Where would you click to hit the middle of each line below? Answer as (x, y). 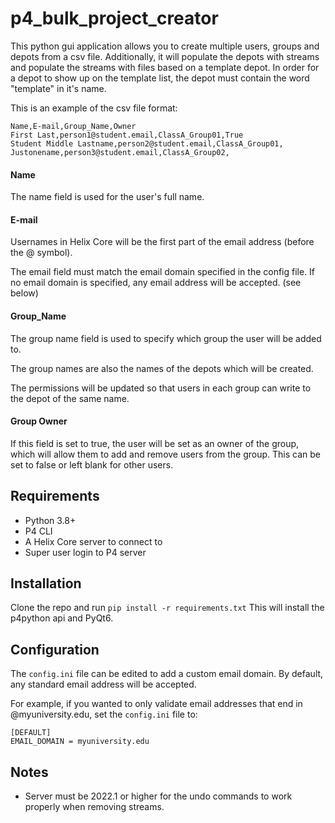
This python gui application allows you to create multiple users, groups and (165, 46)
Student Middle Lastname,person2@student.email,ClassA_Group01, (147, 143)
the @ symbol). (41, 253)
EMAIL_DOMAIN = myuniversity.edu (80, 742)
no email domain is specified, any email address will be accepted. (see (156, 283)
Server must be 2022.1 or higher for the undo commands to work (158, 796)
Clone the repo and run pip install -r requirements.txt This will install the (167, 608)
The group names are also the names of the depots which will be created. (162, 368)
